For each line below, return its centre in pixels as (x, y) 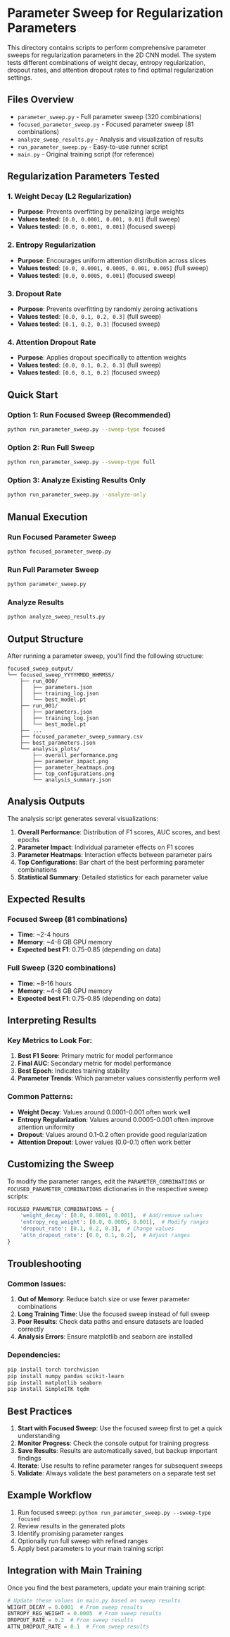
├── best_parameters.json (58, 743)
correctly (31, 1329)
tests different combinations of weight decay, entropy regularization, (107, 62)
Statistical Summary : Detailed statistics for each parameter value (113, 877)
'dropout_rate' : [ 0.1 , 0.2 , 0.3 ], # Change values (97, 1229)
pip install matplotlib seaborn (55, 1383)
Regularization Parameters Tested (83, 177)
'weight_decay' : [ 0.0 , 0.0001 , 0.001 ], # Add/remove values (111, 1216)
